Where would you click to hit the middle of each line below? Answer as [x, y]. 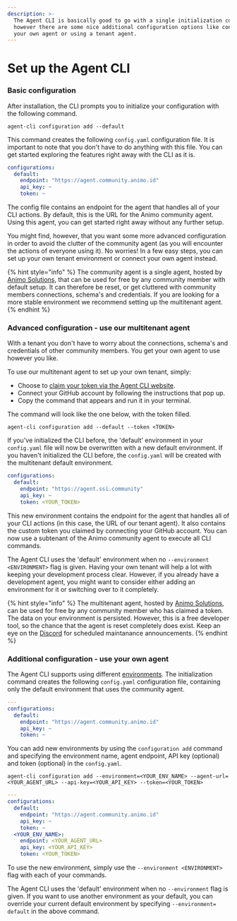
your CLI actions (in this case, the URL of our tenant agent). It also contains [116, 523]
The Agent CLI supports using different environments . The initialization [110, 675]
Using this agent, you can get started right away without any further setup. [116, 222]
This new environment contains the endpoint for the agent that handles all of [119, 516]
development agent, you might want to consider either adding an [101, 582]
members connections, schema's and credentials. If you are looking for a [114, 295]
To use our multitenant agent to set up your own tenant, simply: [99, 372]
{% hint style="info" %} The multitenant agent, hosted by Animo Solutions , [116, 603]
